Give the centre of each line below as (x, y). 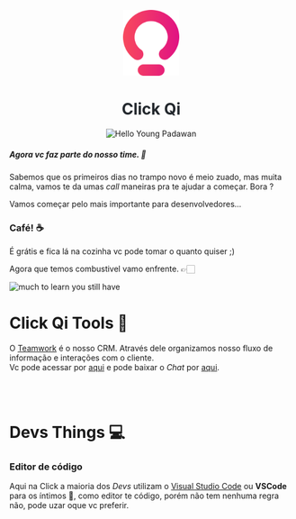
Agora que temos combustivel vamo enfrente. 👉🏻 (102, 269)
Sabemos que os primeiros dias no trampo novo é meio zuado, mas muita (146, 178)
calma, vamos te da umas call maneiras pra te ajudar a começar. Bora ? (142, 187)
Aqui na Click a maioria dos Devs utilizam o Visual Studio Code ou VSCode (148, 487)
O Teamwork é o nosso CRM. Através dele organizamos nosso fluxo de (141, 348)
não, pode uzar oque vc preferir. (69, 505)
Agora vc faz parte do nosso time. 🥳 (78, 155)
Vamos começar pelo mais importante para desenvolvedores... (126, 205)
